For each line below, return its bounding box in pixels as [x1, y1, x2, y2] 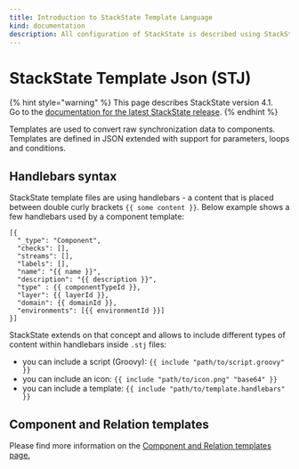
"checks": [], [17, 244, 69, 254]
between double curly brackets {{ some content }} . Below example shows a [9, 202, 290, 213]
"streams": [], [17, 252, 74, 261]
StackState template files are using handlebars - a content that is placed [9, 192, 274, 203]
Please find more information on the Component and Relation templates [9, 440, 271, 450]
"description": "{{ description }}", [17, 275, 158, 285]
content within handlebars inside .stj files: [9, 339, 167, 350]
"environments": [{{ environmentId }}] [17, 306, 166, 316]
